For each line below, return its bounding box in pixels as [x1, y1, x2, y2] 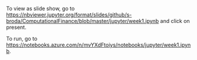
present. [6, 24, 27, 31]
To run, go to [6, 35, 37, 42]
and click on [160, 18, 190, 24]
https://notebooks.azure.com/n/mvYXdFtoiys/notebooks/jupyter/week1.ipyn [6, 41, 191, 48]
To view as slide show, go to [6, 5, 75, 12]
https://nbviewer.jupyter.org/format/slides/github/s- [6, 11, 132, 18]
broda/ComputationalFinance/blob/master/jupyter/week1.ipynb [6, 18, 159, 24]
